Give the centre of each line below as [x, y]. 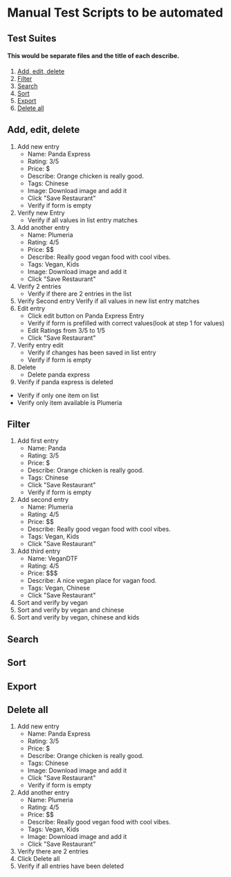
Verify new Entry [41, 213]
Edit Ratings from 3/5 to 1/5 [66, 330]
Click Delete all [38, 859]
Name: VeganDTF [53, 559]
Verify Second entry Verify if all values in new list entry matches [108, 301]
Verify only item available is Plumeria [70, 402]
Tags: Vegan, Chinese [59, 588]
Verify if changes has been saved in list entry [92, 352]
